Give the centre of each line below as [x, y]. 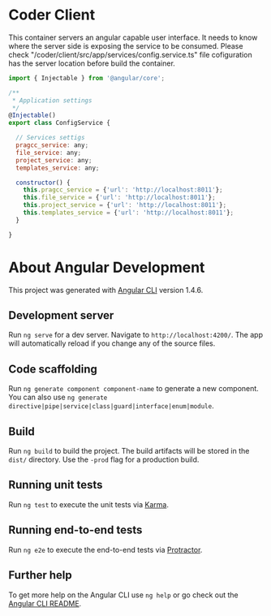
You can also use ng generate [58, 397]
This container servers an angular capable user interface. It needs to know [133, 37]
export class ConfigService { [60, 123]
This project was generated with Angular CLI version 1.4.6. [106, 290]
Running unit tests [56, 485]
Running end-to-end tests [75, 530]
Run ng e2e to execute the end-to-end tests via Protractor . [105, 549]
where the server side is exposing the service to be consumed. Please [126, 45]
